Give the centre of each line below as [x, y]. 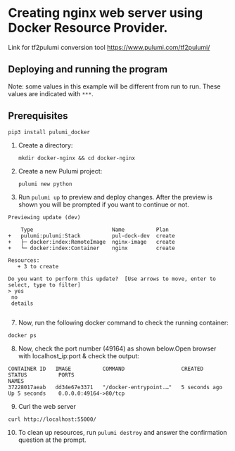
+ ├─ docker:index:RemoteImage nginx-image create [91, 242]
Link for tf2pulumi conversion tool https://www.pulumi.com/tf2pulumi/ [109, 47]
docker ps [23, 335]
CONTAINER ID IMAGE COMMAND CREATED [106, 369]
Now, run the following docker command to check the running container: [123, 322]
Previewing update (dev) [44, 217]
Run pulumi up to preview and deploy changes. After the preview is [115, 197]
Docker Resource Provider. [88, 28]
